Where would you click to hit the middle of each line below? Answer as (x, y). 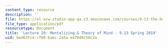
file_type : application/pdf (34, 24)
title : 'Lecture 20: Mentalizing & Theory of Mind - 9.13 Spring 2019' (81, 33)
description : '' (22, 14)
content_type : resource (30, 10)
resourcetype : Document (30, 28)
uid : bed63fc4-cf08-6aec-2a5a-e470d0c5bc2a (51, 38)
